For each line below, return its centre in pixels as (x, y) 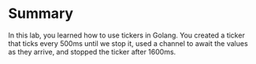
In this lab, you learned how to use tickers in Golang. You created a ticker (127, 35)
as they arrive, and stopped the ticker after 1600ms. (92, 52)
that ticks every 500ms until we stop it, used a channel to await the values (128, 43)
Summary (41, 14)
